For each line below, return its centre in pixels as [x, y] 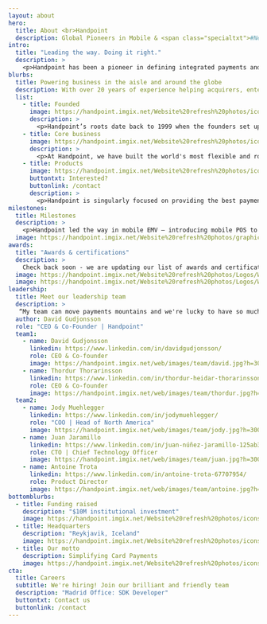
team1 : [26, 334]
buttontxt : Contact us [53, 600]
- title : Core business [62, 134]
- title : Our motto [48, 548]
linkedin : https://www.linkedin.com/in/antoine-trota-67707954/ [138, 474]
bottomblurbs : [32, 497]
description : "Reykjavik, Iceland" [81, 534]
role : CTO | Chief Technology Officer [93, 452]
